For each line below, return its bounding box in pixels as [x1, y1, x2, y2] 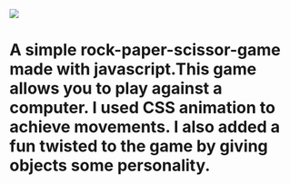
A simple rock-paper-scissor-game [9, 40, 281, 61]
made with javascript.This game [9, 59, 257, 80]
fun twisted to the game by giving [9, 136, 268, 157]
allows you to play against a [9, 78, 223, 99]
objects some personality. [9, 155, 211, 176]
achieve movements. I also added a [9, 117, 280, 138]
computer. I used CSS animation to [9, 98, 275, 118]
